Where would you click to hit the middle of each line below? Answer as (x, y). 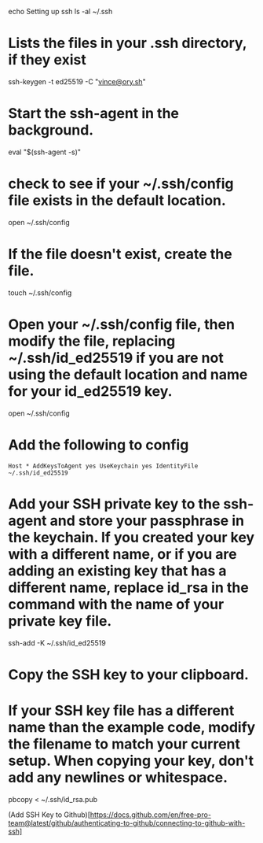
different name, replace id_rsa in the (128, 588)
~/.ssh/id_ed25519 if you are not (116, 358)
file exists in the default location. (117, 201)
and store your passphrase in (147, 521)
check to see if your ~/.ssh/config (121, 184)
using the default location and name (128, 374)
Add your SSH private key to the (114, 504)
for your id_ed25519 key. (90, 391)
